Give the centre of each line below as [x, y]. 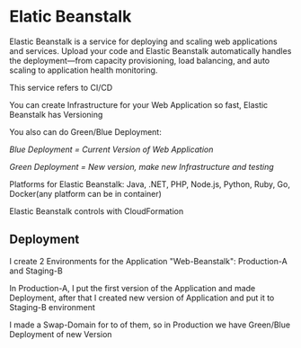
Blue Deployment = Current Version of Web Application [111, 149]
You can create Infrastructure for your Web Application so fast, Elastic [139, 104]
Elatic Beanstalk [71, 17]
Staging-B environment [53, 307]
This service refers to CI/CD [61, 87]
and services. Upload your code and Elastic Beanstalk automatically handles [150, 50]
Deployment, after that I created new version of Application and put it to [142, 298]
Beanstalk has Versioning [56, 114]
